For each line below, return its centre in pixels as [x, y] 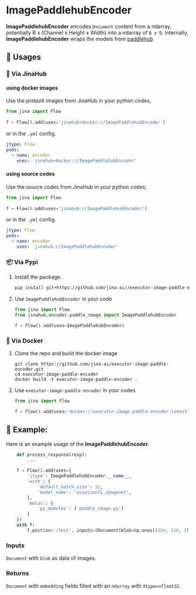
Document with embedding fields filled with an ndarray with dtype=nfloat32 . [94, 586]
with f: [26, 525]
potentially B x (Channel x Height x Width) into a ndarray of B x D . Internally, [97, 32]
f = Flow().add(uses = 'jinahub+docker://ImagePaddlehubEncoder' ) [86, 123]
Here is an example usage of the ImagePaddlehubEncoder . [78, 444]
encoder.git [29, 369]
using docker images [32, 88]
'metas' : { [40, 503]
